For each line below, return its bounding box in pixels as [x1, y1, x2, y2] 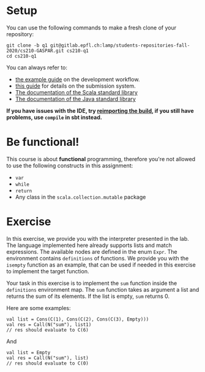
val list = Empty [6, 349, 51, 355]
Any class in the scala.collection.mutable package [15, 193, 146, 200]
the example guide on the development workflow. [15, 75, 140, 83]
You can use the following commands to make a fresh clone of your [6, 24, 177, 31]
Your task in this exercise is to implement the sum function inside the [6, 279, 177, 287]
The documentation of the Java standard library [15, 95, 136, 102]
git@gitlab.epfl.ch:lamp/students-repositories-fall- [50, 42, 190, 48]
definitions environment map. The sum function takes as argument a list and [6, 286, 199, 293]
